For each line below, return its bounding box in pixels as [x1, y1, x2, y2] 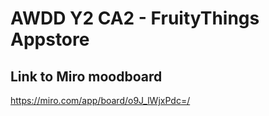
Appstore [10, 28, 90, 51]
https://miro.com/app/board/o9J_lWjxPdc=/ [10, 95, 191, 106]
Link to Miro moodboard [10, 68, 163, 85]
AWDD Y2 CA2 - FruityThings [10, 7, 260, 30]
